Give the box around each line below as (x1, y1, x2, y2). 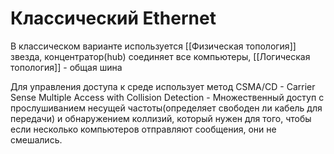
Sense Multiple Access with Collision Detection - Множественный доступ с (10, 91, 325, 103)
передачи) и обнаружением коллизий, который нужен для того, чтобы (10, 112, 312, 124)
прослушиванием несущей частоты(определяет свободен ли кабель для (10, 102, 323, 114)
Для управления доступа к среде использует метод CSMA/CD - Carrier (10, 80, 316, 92)
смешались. (10, 133, 63, 146)
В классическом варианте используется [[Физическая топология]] (10, 40, 297, 52)
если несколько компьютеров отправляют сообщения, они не (10, 123, 277, 135)
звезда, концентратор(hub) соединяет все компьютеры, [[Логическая (10, 50, 311, 62)
